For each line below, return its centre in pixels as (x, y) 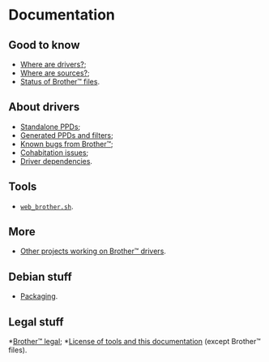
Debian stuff (41, 276)
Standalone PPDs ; (50, 127)
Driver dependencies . (56, 161)
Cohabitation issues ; (54, 153)
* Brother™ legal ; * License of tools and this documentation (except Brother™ (134, 342)
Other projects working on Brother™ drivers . (93, 251)
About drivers (44, 107)
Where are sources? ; (55, 73)
